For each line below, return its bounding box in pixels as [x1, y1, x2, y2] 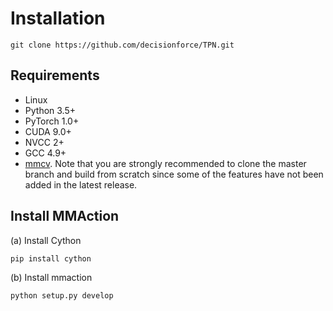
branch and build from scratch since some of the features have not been [24, 168, 324, 180]
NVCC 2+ [24, 136, 65, 148]
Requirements [10, 67, 100, 84]
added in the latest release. [24, 178, 138, 191]
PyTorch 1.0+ [24, 115, 80, 127]
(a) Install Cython [10, 234, 82, 246]
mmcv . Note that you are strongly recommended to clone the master [24, 157, 307, 169]
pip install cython [10, 253, 92, 264]
